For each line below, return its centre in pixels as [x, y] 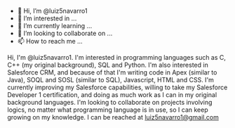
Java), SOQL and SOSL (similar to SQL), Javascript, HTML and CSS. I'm [110, 80]
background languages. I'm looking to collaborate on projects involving [110, 102]
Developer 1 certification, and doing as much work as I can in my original [112, 95]
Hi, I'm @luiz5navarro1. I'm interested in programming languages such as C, [117, 57]
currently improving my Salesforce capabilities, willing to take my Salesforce [117, 87]
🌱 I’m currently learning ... [55, 26]
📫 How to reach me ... [50, 41]
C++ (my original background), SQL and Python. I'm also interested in [108, 65]
